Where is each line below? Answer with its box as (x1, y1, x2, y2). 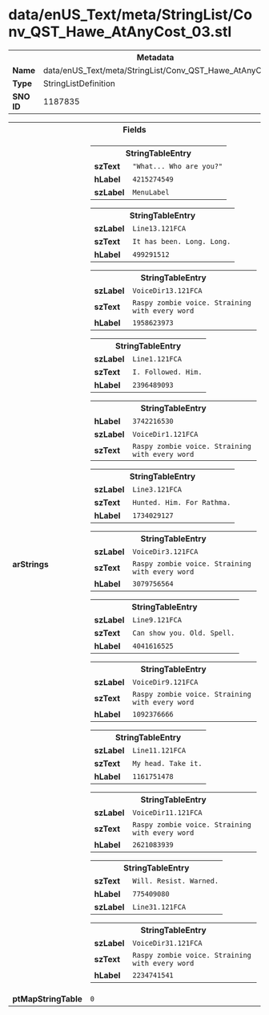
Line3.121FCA (131, 484, 183, 494)
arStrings (12, 558, 50, 569)
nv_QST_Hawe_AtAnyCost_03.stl (8, 22, 232, 41)
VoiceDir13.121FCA (131, 286, 203, 295)
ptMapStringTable (12, 993, 82, 1005)
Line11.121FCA (131, 745, 187, 755)
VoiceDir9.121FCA (131, 677, 199, 687)
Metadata (136, 51, 175, 63)
